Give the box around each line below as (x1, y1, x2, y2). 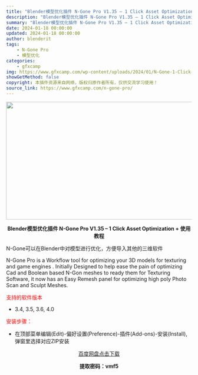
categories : (6, 58, 35, 64)
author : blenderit (6, 36, 51, 42)
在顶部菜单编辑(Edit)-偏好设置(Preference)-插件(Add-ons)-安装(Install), (14, 330, 187, 337)
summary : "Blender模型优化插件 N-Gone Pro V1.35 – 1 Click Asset (6, 19, 165, 25)
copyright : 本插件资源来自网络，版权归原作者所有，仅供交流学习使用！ (6, 80, 158, 86)
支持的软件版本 (6, 294, 42, 301)
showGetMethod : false (6, 74, 60, 80)
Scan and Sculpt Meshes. (6, 281, 68, 288)
